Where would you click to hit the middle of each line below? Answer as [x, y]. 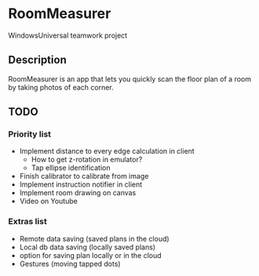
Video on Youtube [49, 202]
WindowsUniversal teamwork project [68, 35]
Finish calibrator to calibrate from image [84, 176]
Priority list [30, 134]
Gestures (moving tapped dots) [70, 263]
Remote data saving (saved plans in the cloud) [95, 238]
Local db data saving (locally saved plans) [87, 247]
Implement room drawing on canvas [78, 193]
